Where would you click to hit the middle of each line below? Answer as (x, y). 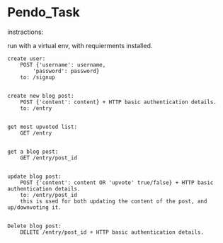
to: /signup (38, 77)
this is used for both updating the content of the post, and (114, 201)
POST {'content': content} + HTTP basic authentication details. (119, 102)
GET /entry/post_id (49, 158)
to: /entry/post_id (49, 195)
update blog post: (34, 176)
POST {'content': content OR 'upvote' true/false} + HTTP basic (117, 182)
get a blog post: (33, 152)
